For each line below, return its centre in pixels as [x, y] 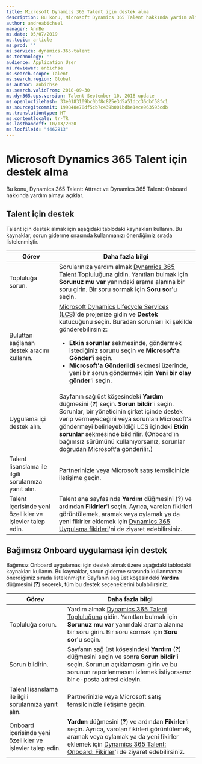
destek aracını [29, 350]
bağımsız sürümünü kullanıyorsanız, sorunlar [122, 441]
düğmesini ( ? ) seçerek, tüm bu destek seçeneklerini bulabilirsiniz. [87, 584]
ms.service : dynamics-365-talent [48, 51]
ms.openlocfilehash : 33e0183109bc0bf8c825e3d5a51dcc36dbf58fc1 [87, 101]
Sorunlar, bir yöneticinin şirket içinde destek [121, 411]
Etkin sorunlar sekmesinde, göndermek [125, 343]
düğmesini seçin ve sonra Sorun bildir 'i [123, 657]
